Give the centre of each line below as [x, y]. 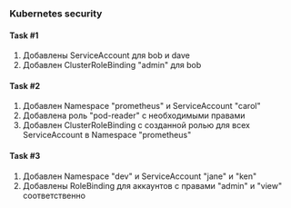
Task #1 [24, 35]
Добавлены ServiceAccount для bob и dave [106, 55]
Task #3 [25, 155]
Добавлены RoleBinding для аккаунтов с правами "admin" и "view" [152, 185]
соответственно [54, 195]
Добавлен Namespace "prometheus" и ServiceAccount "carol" [141, 106]
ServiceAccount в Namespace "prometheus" [107, 135]
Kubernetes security [56, 14]
